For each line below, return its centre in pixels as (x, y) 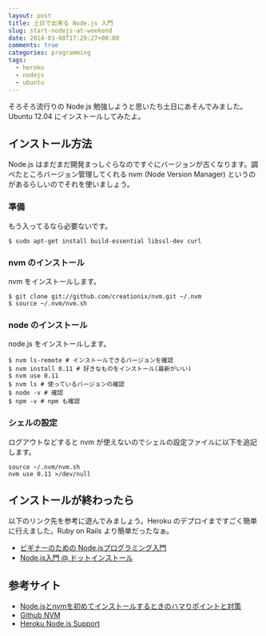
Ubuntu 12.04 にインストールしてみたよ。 (77, 116)
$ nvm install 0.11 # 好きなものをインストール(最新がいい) (100, 369)
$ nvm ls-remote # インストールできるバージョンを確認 (91, 361)
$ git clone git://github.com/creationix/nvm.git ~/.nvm (105, 296)
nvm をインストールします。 (55, 281)
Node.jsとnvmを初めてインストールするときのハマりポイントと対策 (131, 606)
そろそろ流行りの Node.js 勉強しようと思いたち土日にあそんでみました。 (128, 106)
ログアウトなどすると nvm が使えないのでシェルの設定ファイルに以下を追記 (133, 442)
